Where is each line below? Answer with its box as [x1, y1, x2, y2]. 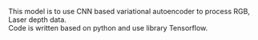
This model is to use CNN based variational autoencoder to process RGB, [8, 7, 251, 16]
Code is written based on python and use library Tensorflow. [8, 24, 208, 32]
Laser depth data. [8, 15, 67, 24]
